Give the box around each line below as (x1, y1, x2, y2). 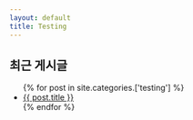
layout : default (9, 13, 71, 23)
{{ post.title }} (22, 92, 75, 103)
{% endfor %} (22, 102, 76, 113)
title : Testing (9, 22, 67, 31)
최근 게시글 (9, 57, 68, 73)
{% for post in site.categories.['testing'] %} (22, 83, 185, 94)
